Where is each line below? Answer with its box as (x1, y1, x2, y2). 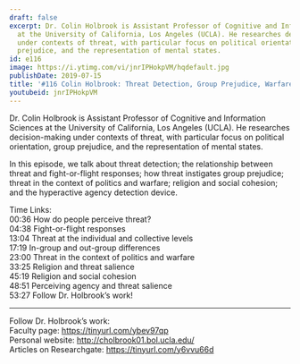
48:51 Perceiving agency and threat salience (9, 280, 172, 291)
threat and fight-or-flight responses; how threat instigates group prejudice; (9, 167, 284, 179)
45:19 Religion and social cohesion (9, 270, 137, 282)
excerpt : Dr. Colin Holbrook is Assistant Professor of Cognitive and (9, 21, 278, 30)
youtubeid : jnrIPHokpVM (9, 88, 98, 97)
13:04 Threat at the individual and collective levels (9, 233, 194, 243)
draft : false (9, 13, 58, 22)
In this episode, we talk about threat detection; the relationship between (9, 158, 274, 169)
